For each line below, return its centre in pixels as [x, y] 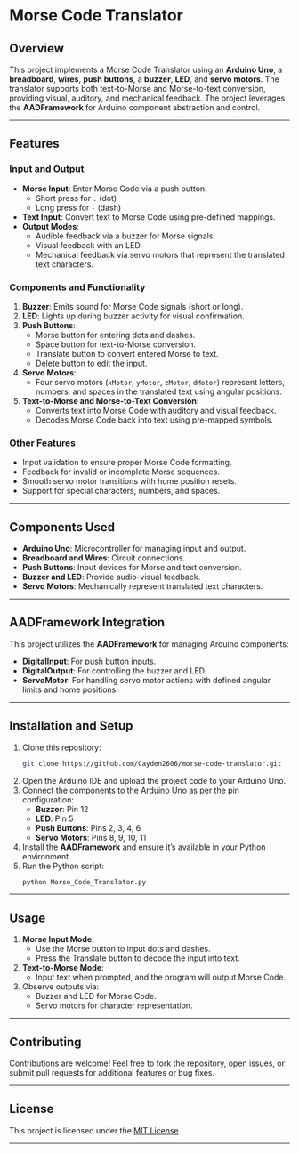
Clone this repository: [61, 747]
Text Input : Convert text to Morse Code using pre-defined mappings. [149, 217]
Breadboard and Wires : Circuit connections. [103, 558]
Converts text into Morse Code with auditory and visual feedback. [156, 410]
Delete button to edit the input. [91, 363]
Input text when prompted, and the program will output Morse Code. [161, 977]
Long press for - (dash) [78, 207]
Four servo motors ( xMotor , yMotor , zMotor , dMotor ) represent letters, [160, 382]
